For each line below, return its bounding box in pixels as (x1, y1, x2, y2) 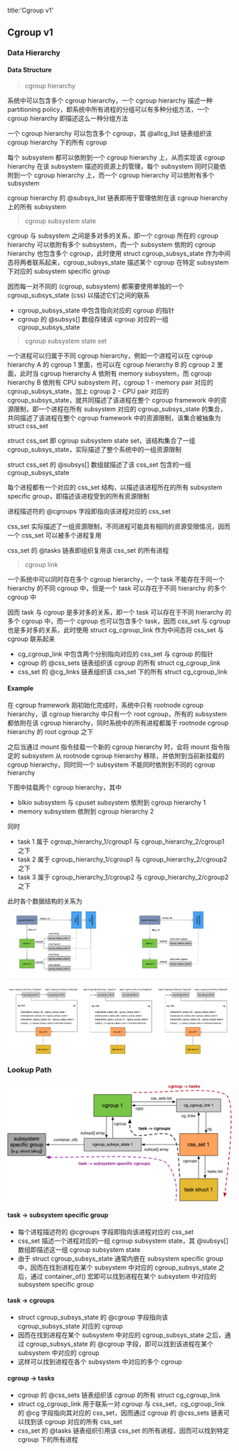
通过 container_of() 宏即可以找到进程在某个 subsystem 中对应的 (30, 1272, 217, 1280)
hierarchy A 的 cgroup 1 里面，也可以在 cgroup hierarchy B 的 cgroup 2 (7, 360, 216, 368)
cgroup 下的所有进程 (17, 1435, 78, 1444)
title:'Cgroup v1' (7, 6, 54, 14)
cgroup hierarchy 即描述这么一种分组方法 (7, 114, 128, 122)
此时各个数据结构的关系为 (7, 896, 83, 905)
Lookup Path (7, 1065, 52, 1075)
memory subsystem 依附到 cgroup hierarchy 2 (17, 807, 154, 815)
